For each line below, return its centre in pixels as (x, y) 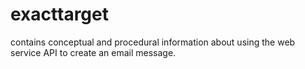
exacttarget (59, 14)
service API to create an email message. (93, 52)
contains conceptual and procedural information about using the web (153, 42)
